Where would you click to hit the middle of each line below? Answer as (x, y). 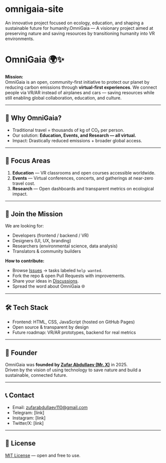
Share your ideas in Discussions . (45, 281)
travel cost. (24, 183)
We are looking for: (24, 226)
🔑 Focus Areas (28, 161)
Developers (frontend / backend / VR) (50, 235)
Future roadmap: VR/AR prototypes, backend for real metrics (74, 333)
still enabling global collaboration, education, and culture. (63, 98)
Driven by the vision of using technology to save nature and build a (73, 370)
